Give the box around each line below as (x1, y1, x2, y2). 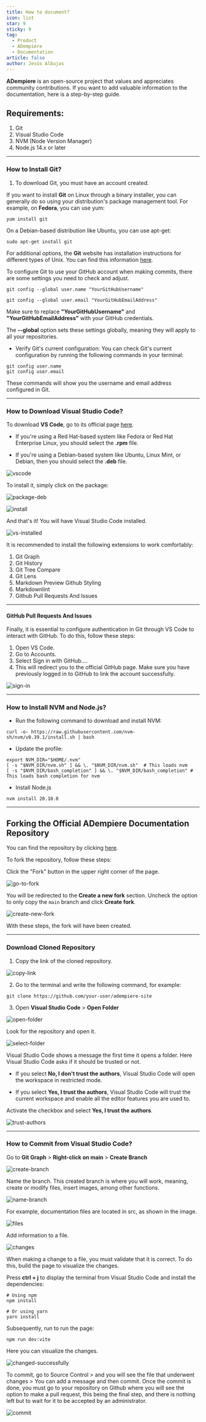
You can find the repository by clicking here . (6, 844, 118, 852)
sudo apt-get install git (6, 238, 72, 245)
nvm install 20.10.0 (6, 796, 59, 802)
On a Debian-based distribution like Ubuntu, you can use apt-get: (6, 227, 172, 234)
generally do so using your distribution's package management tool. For (6, 197, 188, 205)
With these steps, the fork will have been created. (6, 922, 132, 930)
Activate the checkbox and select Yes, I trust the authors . (6, 1107, 153, 1114)
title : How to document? (6, 9, 70, 15)
